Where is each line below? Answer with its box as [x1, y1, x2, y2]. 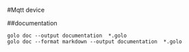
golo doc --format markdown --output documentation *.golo [7, 38, 183, 45]
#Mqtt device [7, 6, 45, 14]
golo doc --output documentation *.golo [7, 32, 127, 39]
